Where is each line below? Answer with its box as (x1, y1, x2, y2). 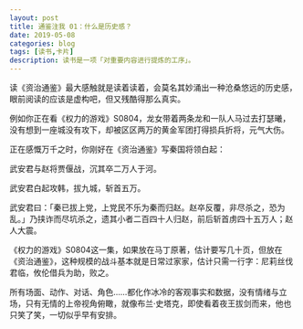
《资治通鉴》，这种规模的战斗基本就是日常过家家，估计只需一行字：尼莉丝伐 (9, 256, 294, 266)
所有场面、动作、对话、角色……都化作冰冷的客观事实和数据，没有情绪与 (9, 287, 280, 297)
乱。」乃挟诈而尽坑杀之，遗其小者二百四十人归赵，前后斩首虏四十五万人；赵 (9, 214, 294, 224)
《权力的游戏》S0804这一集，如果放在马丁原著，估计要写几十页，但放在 (9, 244, 283, 255)
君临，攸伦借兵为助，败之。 (9, 267, 114, 278)
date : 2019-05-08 (9, 30, 76, 39)
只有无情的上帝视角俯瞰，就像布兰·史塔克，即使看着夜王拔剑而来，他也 (25, 298, 292, 309)
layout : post (9, 13, 59, 23)
